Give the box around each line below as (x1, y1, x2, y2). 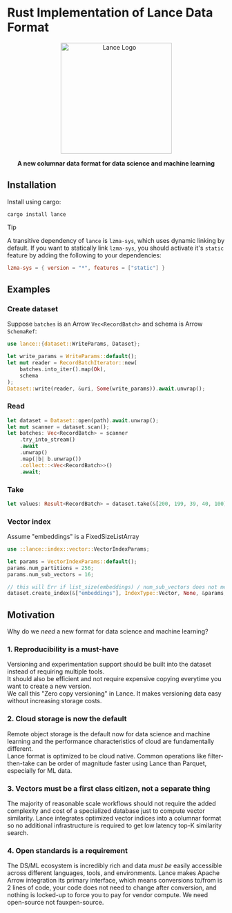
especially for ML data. (7, 766, 72, 774)
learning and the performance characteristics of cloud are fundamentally (7, 737, 215, 745)
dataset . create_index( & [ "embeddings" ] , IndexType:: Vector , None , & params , (7, 590, 227, 597)
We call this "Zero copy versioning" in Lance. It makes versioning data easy (7, 689, 222, 698)
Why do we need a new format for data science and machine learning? (7, 627, 209, 636)
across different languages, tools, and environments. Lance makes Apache (7, 869, 220, 877)
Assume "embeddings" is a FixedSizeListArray (7, 533, 139, 541)
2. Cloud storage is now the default (7, 714, 127, 724)
